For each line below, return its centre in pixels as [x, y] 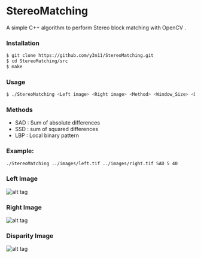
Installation [23, 43]
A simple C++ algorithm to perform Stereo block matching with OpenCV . [96, 28]
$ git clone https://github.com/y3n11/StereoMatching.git [80, 56]
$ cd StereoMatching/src [37, 61]
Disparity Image [30, 236]
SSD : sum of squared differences [57, 129]
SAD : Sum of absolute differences [57, 123]
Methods [19, 110]
